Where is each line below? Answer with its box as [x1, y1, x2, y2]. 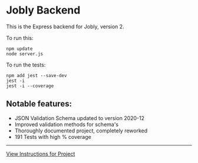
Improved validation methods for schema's [14, 121, 119, 128]
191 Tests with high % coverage [14, 133, 91, 140]
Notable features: [6, 99, 72, 109]
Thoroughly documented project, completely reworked [14, 127, 148, 134]
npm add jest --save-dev [6, 72, 67, 78]
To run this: [6, 34, 34, 41]
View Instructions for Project [6, 150, 75, 157]
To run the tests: [6, 61, 46, 68]
